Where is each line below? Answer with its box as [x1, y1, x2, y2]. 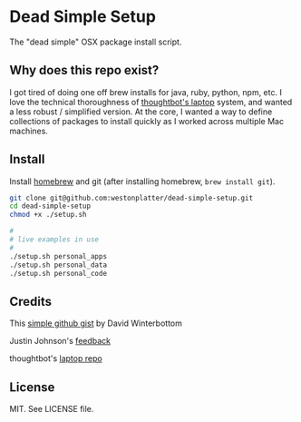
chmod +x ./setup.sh [9, 211, 88, 220]
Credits [9, 293, 53, 309]
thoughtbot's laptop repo [9, 353, 102, 364]
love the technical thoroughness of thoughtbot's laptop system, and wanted [9, 96, 293, 107]
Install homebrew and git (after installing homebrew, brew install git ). [9, 175, 276, 187]
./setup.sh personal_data [9, 260, 107, 270]
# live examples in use [9, 235, 100, 244]
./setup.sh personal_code [9, 269, 107, 278]
